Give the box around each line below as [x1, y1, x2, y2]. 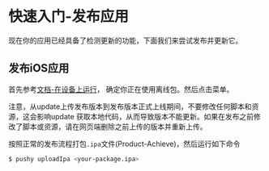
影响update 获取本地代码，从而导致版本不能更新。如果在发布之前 [36, 111, 254, 121]
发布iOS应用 [8, 61, 70, 75]
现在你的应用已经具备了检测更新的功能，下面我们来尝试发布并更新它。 [8, 35, 243, 45]
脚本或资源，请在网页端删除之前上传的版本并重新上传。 [22, 122, 207, 131]
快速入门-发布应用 [8, 7, 130, 26]
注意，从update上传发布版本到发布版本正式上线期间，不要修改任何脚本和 [8, 102, 252, 111]
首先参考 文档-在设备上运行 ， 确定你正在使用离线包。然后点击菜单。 [8, 84, 234, 94]
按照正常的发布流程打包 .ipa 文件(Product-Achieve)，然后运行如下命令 [8, 139, 241, 148]
